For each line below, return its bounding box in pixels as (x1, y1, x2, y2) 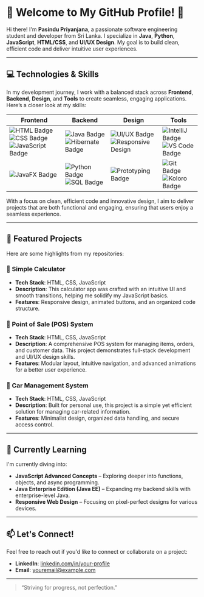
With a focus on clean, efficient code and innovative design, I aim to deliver (6, 197, 194, 205)
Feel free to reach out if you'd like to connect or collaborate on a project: (6, 548, 188, 556)
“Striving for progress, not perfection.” (21, 584, 117, 592)
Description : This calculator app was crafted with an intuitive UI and (15, 285, 186, 292)
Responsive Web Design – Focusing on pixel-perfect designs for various (15, 498, 198, 506)
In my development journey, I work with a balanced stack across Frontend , (6, 88, 194, 96)
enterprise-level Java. (15, 492, 70, 499)
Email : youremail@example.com (15, 567, 96, 574)
